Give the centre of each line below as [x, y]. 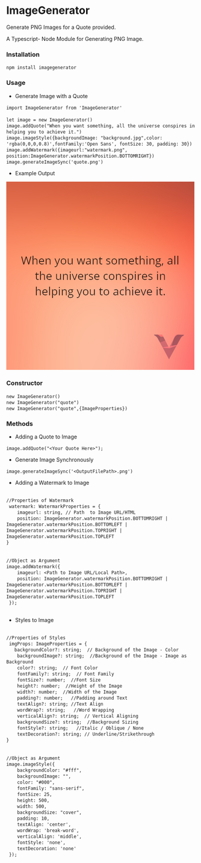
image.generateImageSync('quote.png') [55, 162]
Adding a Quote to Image [46, 437]
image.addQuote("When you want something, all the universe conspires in [101, 126]
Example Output [35, 173]
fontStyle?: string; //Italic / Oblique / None [81, 728]
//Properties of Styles [36, 638]
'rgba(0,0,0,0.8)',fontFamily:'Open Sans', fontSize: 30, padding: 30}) [99, 144]
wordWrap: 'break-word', [48, 831]
